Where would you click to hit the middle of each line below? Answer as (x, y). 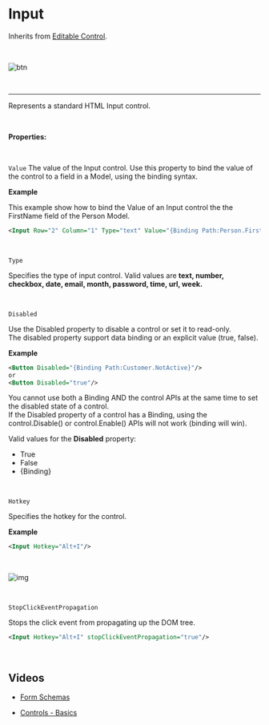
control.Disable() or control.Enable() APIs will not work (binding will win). (128, 423)
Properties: (27, 136)
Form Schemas (45, 697)
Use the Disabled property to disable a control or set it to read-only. (120, 328)
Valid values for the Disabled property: (72, 439)
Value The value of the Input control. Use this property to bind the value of (131, 167)
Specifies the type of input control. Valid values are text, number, (116, 275)
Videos (26, 678)
